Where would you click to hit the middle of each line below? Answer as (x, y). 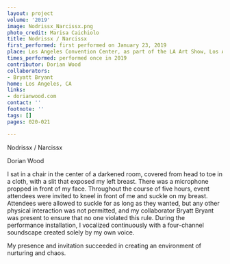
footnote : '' (26, 109)
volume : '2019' (29, 20)
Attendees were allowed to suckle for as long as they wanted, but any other (114, 203)
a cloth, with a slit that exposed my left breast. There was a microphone (108, 181)
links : (16, 90)
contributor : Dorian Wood (44, 64)
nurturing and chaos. (37, 253)
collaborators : (29, 71)
